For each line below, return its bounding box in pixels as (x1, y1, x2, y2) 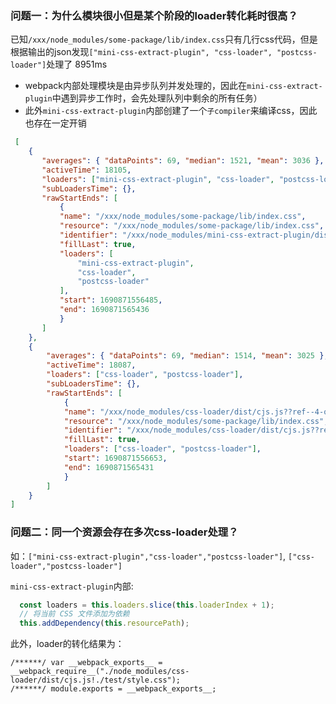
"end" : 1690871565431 (63, 462, 155, 472)
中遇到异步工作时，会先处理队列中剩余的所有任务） (51, 92, 263, 104)
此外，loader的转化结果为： (10, 638, 125, 650)
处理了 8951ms (46, 58, 108, 71)
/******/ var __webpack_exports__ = (10, 658, 163, 668)
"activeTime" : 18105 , (41, 165, 132, 175)
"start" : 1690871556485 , (59, 295, 163, 306)
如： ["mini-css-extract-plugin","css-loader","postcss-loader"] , (10, 550, 287, 562)
